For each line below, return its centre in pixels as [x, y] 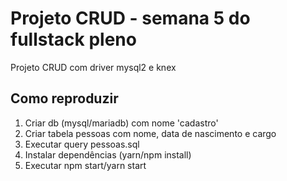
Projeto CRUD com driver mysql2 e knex [93, 67]
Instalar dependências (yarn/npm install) [108, 154]
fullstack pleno [73, 39]
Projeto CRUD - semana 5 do [130, 18]
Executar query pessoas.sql [82, 144]
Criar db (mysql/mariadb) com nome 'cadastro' [121, 123]
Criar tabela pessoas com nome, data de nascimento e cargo [150, 133]
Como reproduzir [64, 98]
